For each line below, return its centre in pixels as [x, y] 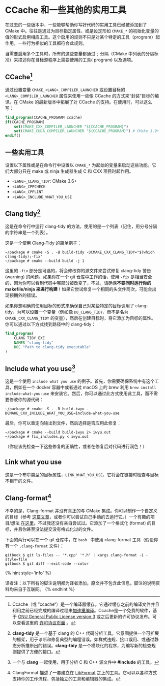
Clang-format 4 [28, 497]
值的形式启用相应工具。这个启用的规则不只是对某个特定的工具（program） [80, 37]
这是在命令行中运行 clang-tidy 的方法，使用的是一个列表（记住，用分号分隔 [81, 226]
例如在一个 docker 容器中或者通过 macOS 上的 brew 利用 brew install [85, 387]
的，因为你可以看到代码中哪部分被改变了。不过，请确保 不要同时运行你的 [78, 283]
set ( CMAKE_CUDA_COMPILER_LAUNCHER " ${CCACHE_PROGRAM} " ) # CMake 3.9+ [87, 131]
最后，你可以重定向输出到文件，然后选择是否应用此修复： [63, 423]
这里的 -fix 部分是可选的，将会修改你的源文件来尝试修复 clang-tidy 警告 [78, 270]
